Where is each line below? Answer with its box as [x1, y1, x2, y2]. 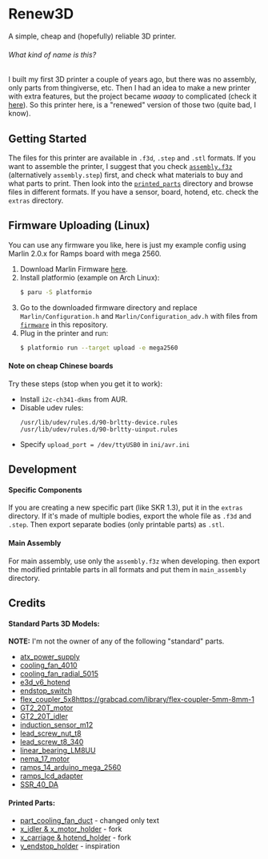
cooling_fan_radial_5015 [19, 669, 98, 679]
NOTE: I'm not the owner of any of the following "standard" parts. [8, 636, 225, 646]
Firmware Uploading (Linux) [8, 219, 150, 232]
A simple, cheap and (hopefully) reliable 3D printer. [8, 31, 177, 41]
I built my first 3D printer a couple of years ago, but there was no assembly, [8, 75, 258, 84]
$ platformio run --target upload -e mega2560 [19, 344, 178, 352]
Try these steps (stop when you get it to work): [8, 378, 162, 389]
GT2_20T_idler [19, 712, 69, 721]
